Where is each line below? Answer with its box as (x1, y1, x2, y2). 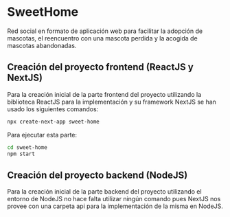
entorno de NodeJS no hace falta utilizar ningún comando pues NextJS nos (7, 195, 221, 203)
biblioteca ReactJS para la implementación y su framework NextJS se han (7, 98, 216, 106)
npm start (7, 150, 36, 157)
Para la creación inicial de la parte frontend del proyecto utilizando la (7, 90, 201, 98)
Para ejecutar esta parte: (7, 130, 78, 139)
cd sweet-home (7, 144, 48, 151)
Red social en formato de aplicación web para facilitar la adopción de (7, 27, 203, 35)
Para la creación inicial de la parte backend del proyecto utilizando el (7, 187, 202, 196)
